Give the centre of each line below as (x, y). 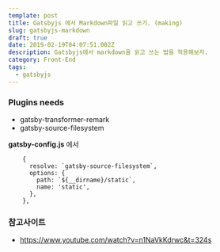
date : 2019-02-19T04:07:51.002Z (61, 45)
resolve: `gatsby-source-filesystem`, (93, 166)
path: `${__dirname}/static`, (86, 180)
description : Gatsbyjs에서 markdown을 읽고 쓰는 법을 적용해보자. (108, 52)
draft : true (28, 38)
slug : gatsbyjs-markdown (49, 30)
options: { (47, 173)
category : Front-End (42, 60)
